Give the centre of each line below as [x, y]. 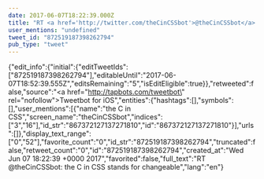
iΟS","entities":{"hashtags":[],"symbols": [168, 100]
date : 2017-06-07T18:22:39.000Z [61, 15]
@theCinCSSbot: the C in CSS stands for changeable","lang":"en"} [116, 167]
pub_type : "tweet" [38, 45]
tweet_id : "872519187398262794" [61, 37]
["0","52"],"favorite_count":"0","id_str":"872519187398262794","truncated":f [132, 142]
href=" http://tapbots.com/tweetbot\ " [126, 92]
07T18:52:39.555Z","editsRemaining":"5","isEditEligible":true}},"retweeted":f [131, 84]
